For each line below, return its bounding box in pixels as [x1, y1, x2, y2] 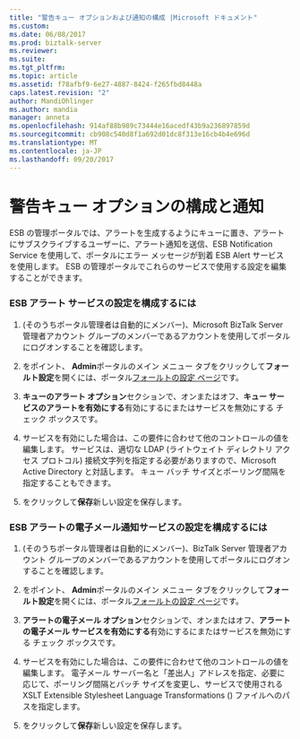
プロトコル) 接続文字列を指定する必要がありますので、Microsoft [39, 455, 277, 465]
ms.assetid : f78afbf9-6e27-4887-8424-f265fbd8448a [9, 80, 202, 89]
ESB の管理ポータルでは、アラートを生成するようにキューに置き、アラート [9, 228, 285, 239]
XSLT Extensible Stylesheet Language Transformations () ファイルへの [21, 690, 283, 700]
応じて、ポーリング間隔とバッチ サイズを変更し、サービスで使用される [21, 679, 284, 690]
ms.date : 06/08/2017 [9, 30, 87, 39]
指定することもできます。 [21, 477, 116, 488]
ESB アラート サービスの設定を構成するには [9, 297, 197, 309]
